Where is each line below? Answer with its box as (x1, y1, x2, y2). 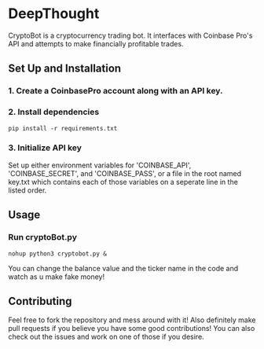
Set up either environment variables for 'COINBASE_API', (8, 160, 192, 170)
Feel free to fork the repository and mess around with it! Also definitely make (8, 315, 256, 325)
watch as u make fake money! (8, 272, 104, 281)
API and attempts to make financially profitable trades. (8, 39, 184, 48)
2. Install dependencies (8, 107, 100, 118)
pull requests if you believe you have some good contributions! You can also (8, 324, 255, 333)
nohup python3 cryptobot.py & (8, 249, 108, 258)
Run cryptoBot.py (8, 232, 77, 243)
